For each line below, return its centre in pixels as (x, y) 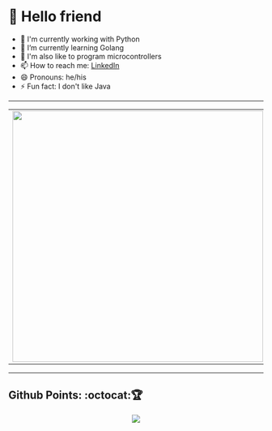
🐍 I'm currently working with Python (80, 39)
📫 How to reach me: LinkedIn (70, 65)
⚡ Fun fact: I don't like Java (65, 86)
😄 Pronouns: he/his (53, 77)
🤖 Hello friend (55, 17)
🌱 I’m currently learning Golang (72, 47)
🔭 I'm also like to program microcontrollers (91, 56)
